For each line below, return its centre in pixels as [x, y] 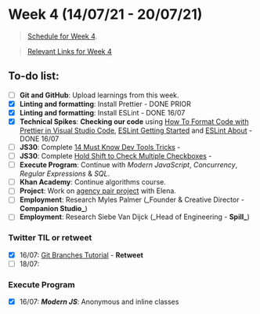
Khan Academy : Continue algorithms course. [92, 182]
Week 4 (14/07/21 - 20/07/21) [105, 15]
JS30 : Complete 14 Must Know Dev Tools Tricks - [100, 147]
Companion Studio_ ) [53, 209]
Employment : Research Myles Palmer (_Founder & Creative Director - [132, 200]
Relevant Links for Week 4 [69, 51]
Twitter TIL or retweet [50, 238]
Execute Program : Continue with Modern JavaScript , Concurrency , [128, 165]
